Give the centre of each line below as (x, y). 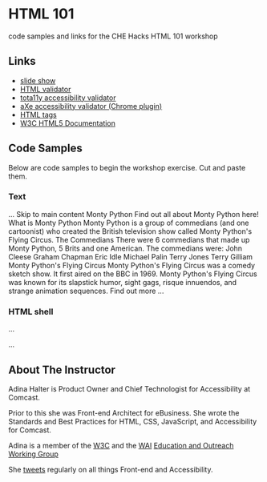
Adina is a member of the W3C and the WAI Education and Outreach (121, 445)
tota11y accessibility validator (68, 98)
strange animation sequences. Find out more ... (86, 291)
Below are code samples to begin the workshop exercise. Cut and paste (127, 167)
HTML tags (38, 114)
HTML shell (31, 311)
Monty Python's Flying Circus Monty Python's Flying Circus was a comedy (131, 265)
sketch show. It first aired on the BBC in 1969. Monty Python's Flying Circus (133, 274)
